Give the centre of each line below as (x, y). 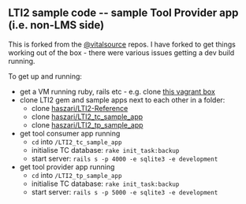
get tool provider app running (67, 167)
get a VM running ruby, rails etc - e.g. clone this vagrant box (117, 91)
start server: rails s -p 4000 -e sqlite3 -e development (125, 158)
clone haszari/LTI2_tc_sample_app (87, 117)
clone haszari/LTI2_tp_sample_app (87, 124)
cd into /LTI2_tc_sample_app (76, 142)
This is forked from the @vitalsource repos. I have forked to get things (122, 44)
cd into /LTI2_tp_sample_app (76, 175)
